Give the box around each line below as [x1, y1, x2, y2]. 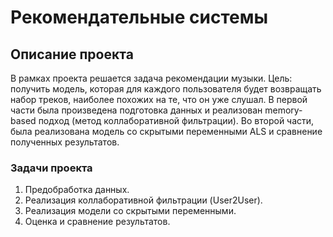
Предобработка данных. [24, 184, 130, 196]
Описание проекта [10, 46, 134, 63]
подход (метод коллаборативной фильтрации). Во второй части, [38, 115, 315, 126]
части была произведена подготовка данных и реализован [10, 104, 263, 116]
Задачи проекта [10, 161, 93, 175]
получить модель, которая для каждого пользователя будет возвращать [10, 83, 322, 95]
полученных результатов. [10, 136, 120, 148]
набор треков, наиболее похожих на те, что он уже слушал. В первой [10, 94, 308, 105]
